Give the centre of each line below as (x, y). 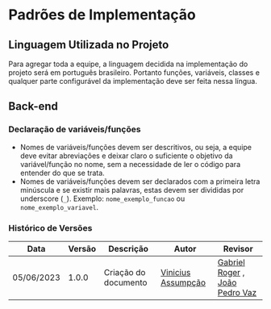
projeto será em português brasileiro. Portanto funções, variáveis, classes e (134, 73)
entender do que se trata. (62, 173)
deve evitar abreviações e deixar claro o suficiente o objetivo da (126, 156)
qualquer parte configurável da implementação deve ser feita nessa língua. (133, 81)
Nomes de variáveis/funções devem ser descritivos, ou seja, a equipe (136, 147)
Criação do (125, 272)
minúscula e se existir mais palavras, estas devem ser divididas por (132, 190)
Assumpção (183, 282)
